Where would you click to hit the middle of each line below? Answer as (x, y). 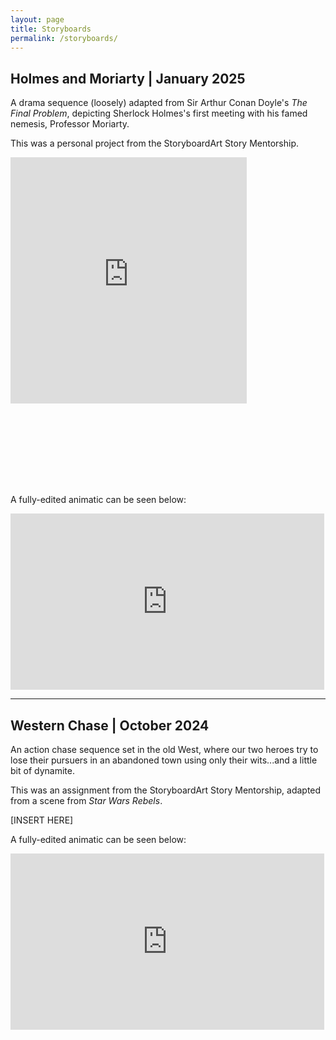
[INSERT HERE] (42, 820)
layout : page (37, 19)
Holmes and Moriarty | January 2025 (128, 78)
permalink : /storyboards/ (64, 38)
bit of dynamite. (42, 771)
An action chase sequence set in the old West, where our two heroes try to (164, 750)
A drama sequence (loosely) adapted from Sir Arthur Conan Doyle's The (159, 103)
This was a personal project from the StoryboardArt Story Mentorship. (155, 143)
